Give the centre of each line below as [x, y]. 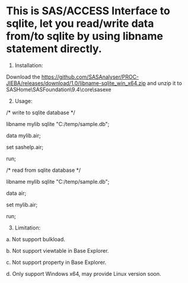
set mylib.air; [22, 205]
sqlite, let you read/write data [80, 23]
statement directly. [54, 49]
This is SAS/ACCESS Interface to [88, 11]
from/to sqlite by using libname [85, 36]
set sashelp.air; [25, 147]
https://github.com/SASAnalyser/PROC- [90, 77]
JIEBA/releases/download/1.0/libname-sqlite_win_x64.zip [76, 83]
